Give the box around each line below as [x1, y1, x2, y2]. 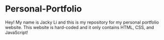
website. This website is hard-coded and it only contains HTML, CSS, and [5, 24, 154, 30]
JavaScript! [5, 29, 28, 35]
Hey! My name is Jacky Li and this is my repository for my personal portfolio [5, 19, 159, 25]
